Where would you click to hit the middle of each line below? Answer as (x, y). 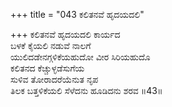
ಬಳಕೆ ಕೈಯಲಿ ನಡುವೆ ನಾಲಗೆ (51, 45)
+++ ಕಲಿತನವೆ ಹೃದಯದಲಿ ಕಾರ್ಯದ (65, 34)
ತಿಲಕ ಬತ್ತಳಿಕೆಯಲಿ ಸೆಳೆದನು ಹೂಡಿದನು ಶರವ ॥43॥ (86, 90)
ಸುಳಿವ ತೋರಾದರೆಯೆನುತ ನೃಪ (54, 79)
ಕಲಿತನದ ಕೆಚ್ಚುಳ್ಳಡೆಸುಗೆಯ (47, 68)
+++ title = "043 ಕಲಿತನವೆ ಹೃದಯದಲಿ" (77, 14)
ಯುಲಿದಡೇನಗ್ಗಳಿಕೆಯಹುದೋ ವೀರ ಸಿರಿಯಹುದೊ (80, 57)
